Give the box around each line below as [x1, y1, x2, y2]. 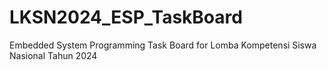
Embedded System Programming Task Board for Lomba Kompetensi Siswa [9, 39, 317, 51]
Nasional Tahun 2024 [9, 49, 98, 61]
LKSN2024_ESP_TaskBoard [9, 6, 243, 29]
